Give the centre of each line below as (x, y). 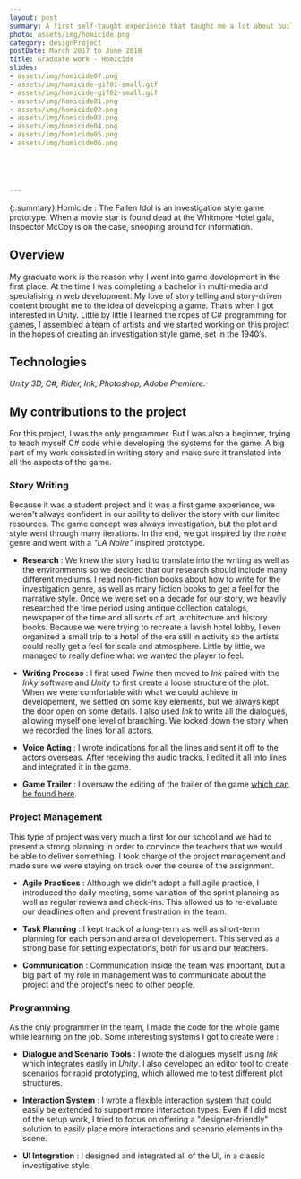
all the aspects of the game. (60, 462)
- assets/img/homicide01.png (64, 101)
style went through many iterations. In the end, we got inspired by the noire (148, 533)
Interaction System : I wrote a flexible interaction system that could (147, 1100)
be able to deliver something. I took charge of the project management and (148, 856)
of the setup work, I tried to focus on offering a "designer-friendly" (145, 1120)
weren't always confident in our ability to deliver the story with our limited (145, 515)
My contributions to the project (98, 412)
